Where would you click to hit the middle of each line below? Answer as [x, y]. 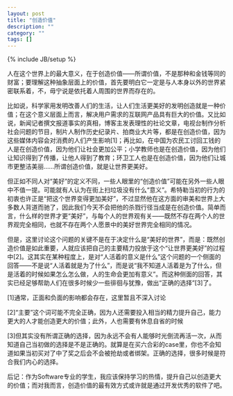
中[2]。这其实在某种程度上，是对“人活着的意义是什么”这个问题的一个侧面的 [114, 257]
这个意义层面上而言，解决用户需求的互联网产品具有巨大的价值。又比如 [126, 115]
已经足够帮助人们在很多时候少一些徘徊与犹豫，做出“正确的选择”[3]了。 [114, 283]
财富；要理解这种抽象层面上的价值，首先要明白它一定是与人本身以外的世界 [113, 82]
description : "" [31, 26]
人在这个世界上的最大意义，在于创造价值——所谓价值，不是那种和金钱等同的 [116, 74]
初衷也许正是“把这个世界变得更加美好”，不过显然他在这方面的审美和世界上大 [116, 199]
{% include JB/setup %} [42, 59]
